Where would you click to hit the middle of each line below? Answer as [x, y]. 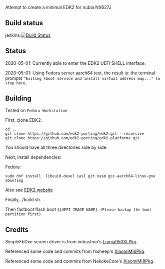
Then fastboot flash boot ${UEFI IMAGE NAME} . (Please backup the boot [78, 209]
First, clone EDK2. [24, 120]
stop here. [16, 83]
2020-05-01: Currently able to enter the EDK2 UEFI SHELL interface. [76, 63]
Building [18, 98]
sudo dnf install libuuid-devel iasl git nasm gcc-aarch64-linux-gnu [80, 176]
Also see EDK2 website [29, 190]
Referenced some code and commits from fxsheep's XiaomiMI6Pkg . [75, 251]
